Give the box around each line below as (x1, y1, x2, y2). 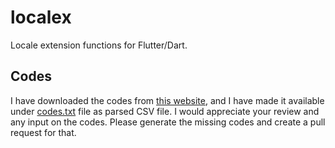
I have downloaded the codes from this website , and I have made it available (10, 94, 325, 106)
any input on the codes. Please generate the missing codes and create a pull (10, 116, 326, 128)
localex (10, 6, 72, 29)
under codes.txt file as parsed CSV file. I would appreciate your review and (10, 105, 320, 117)
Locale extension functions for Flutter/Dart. (10, 39, 188, 51)
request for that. (10, 126, 77, 138)
